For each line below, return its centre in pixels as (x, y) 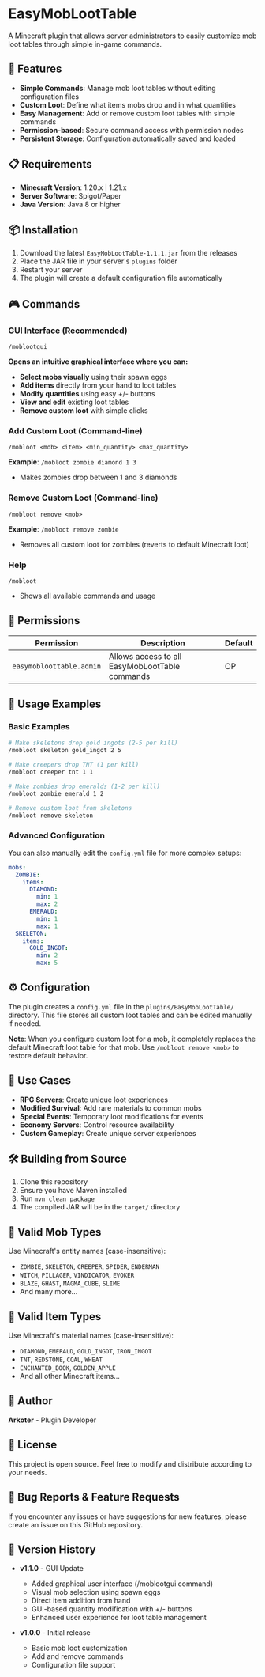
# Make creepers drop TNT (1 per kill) (74, 765)
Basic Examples (39, 727)
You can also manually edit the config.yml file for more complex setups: (125, 853)
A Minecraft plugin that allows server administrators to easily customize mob (132, 36)
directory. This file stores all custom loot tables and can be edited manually (130, 1015)
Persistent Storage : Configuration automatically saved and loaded (128, 138)
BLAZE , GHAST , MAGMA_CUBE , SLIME (70, 1283)
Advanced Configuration (56, 835)
